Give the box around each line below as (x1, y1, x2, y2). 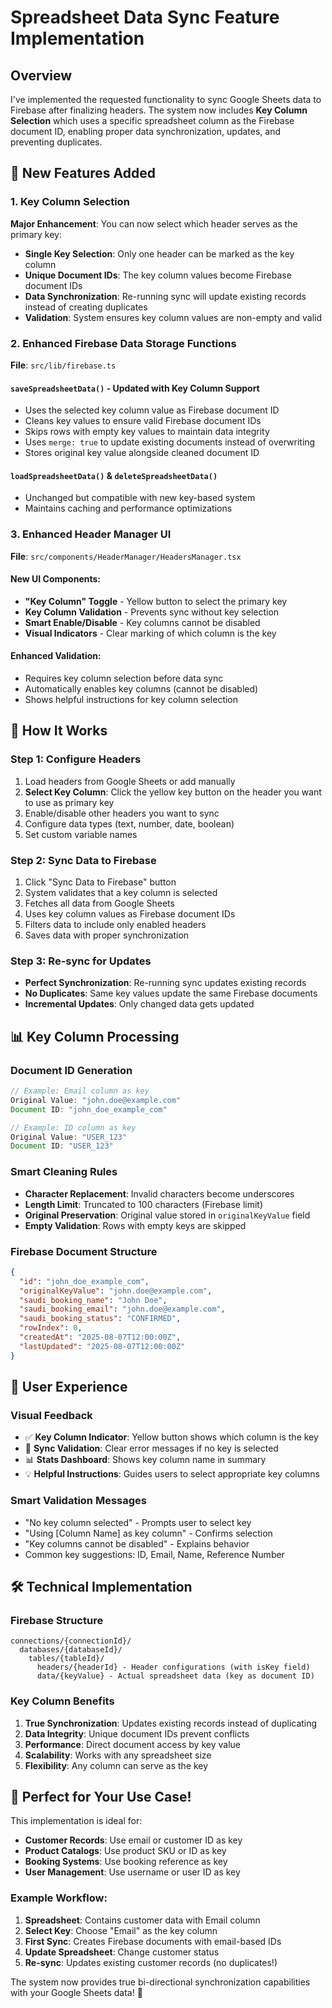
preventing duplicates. (10, 136, 103, 148)
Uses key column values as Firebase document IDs (24, 908, 236, 920)
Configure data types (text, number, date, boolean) (24, 817, 235, 830)
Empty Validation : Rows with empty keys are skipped (24, 1219, 247, 1231)
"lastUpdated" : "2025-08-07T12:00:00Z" (19, 1341, 186, 1351)
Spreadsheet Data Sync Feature (10, 6, 280, 29)
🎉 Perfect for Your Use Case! (10, 1789, 192, 1806)
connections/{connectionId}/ (10, 1636, 132, 1646)
